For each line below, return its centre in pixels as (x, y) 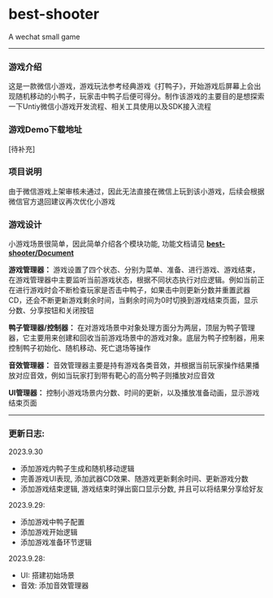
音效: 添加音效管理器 (54, 586)
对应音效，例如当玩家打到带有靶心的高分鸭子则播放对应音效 (115, 376)
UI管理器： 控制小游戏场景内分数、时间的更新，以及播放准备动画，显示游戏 (134, 393)
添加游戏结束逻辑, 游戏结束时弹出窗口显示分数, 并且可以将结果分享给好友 (142, 489)
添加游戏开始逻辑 (49, 532)
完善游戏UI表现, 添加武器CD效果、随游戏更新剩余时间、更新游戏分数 (134, 479)
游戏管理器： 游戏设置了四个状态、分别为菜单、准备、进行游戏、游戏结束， (134, 270)
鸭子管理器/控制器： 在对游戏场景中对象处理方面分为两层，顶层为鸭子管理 (132, 328)
